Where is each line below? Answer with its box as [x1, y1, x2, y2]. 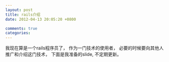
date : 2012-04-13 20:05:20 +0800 [5, 17, 76, 22]
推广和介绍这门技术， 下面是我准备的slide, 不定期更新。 [5, 51, 122, 57]
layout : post [5, 7, 33, 13]
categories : [5, 31, 31, 36]
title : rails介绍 [5, 12, 41, 17]
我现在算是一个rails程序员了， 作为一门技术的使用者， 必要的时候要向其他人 [5, 45, 164, 51]
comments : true [5, 26, 38, 31]
